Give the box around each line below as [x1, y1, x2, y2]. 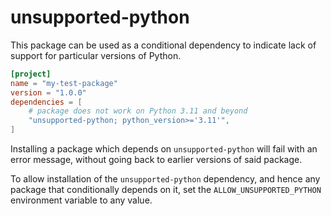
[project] [10, 69, 52, 79]
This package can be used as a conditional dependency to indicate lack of [10, 39, 317, 51]
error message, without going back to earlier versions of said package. [10, 154, 303, 166]
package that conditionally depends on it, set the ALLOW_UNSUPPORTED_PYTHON [10, 184, 322, 196]
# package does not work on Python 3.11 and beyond [28, 106, 248, 116]
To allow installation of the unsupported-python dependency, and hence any [10, 173, 321, 185]
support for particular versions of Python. [10, 49, 182, 61]
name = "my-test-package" [10, 78, 118, 88]
